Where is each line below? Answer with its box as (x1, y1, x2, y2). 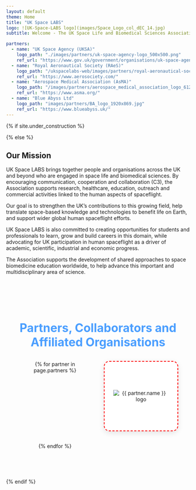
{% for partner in (34, 361, 75, 368)
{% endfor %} (38, 443, 72, 450)
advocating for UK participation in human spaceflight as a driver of (6, 238, 166, 246)
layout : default (6, 8, 45, 15)
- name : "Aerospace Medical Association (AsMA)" (11, 79, 132, 85)
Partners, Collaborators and (19, 320, 177, 335)
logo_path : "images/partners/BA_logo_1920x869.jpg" (16, 101, 145, 107)
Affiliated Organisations (30, 335, 166, 350)
